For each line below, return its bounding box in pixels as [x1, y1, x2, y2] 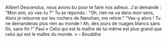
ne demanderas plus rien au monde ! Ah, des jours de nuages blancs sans [5, 20, 160, 26]
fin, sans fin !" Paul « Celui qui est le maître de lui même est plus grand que [5, 26, 162, 32]
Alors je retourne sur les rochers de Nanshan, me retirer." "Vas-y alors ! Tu [5, 15, 161, 21]
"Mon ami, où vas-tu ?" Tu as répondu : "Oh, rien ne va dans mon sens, [5, 10, 155, 16]
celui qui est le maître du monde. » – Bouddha [5, 31, 101, 37]
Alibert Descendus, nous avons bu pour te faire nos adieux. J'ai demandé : [5, 5, 161, 10]
